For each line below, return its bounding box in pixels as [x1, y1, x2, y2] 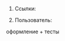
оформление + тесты [6, 28, 60, 35]
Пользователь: [14, 17, 52, 23]
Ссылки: [14, 5, 37, 12]
